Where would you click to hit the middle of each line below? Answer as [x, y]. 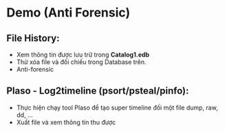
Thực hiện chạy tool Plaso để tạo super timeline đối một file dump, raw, [117, 108]
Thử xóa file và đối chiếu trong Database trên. [81, 62]
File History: [33, 38]
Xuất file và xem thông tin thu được [66, 122]
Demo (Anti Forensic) [68, 13]
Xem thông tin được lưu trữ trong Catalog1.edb [83, 54]
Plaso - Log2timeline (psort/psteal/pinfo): [98, 91]
